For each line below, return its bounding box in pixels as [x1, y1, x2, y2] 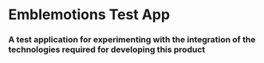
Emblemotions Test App [8, 6, 170, 24]
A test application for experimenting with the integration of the [8, 34, 256, 45]
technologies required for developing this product [8, 44, 206, 55]
